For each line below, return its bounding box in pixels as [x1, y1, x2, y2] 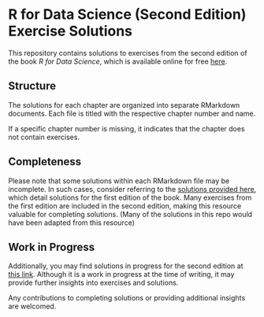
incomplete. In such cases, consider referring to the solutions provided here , [8, 184, 257, 194]
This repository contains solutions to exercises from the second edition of [8, 48, 247, 57]
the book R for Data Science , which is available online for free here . [8, 57, 228, 66]
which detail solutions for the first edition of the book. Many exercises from [8, 193, 252, 202]
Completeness [8, 155, 82, 168]
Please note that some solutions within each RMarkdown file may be [8, 175, 230, 186]
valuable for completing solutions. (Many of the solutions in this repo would [8, 209, 253, 219]
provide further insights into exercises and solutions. [8, 278, 179, 288]
